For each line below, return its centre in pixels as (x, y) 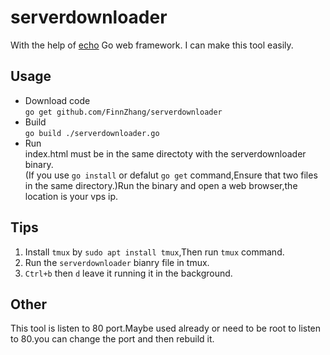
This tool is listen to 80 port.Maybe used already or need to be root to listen (166, 328)
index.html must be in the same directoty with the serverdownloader (165, 153)
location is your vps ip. (71, 196)
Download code (57, 100)
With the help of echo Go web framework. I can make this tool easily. (152, 45)
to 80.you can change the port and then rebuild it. (112, 339)
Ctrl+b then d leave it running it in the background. (128, 273)
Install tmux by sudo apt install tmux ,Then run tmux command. (154, 252)
